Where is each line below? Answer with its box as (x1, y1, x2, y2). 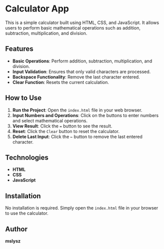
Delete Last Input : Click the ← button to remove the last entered (12, 133, 142, 139)
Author (5, 224, 27, 233)
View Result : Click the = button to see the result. (12, 123, 112, 129)
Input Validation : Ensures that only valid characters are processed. (12, 68, 151, 74)
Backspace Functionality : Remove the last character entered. (12, 73, 140, 80)
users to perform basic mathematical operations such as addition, (5, 24, 141, 30)
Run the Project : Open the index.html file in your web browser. (12, 107, 142, 113)
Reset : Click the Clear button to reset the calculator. (12, 128, 120, 134)
